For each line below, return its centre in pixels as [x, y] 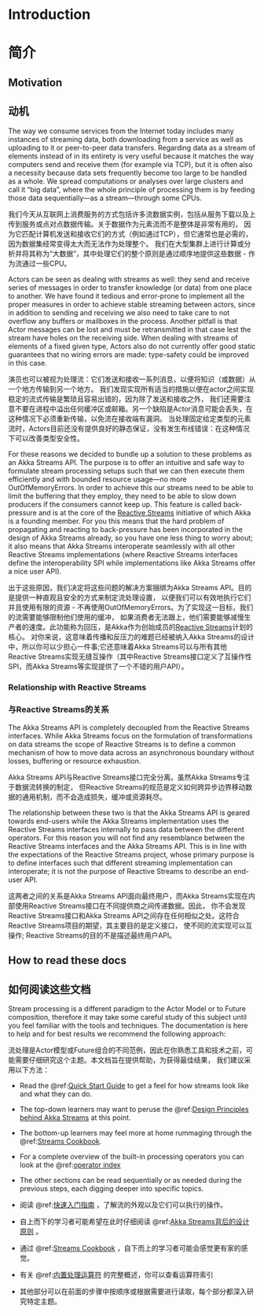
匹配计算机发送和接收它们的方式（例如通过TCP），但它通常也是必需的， [137, 233]
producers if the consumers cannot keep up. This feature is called [115, 504]
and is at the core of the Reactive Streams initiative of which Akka [145, 512]
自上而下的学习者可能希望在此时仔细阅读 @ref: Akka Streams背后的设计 [134, 1222]
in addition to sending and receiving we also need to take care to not [119, 312]
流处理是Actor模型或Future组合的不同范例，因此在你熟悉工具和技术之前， [127, 1050]
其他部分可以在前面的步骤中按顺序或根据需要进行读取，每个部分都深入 [133, 1291]
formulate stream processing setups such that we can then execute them [126, 471]
